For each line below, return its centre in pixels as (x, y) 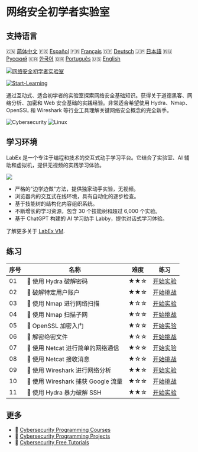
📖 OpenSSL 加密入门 (55, 326)
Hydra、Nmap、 (171, 103)
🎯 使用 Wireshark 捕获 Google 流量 (75, 381)
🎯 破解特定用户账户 (53, 292)
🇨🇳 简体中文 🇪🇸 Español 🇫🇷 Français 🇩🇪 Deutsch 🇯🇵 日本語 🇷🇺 (89, 51)
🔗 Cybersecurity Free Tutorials (52, 443)
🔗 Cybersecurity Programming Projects (62, 436)
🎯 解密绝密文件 (47, 337)
